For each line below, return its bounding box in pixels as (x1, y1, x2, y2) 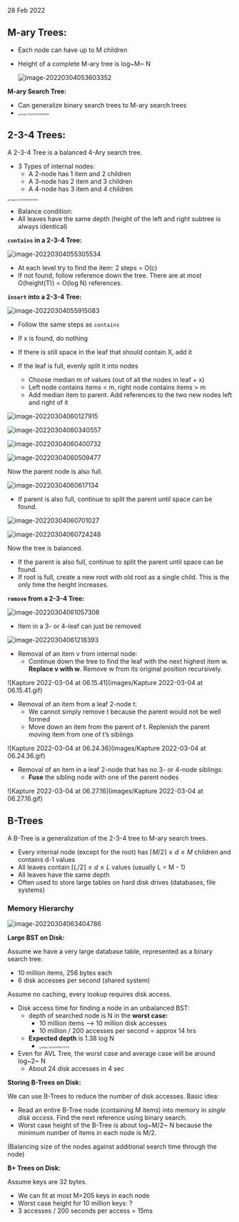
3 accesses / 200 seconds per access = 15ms (17, 1206, 153, 1215)
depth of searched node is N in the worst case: (28, 1012, 168, 1020)
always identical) (17, 222, 68, 230)
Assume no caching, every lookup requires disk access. (7, 990, 172, 998)
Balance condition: (17, 207, 73, 215)
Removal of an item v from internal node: (17, 649, 138, 658)
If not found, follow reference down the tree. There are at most (17, 271, 202, 279)
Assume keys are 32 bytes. (7, 1178, 88, 1186)
